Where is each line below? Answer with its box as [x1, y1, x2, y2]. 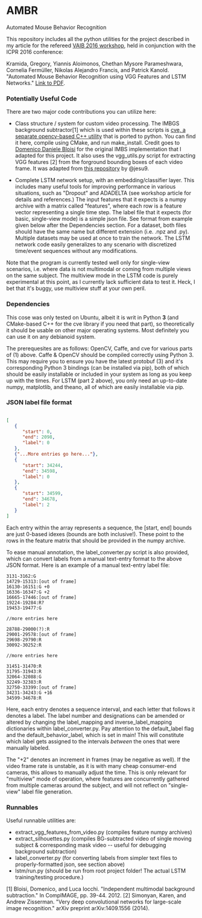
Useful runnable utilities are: [6, 816, 77, 824]
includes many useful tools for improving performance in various [14, 183, 176, 191]
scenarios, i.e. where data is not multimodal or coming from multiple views [6, 266, 191, 273]
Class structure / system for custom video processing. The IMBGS [14, 120, 180, 127]
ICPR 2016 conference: [6, 48, 63, 55]
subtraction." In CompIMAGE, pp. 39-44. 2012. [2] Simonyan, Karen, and [6, 891, 186, 899]
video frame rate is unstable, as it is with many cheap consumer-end [6, 762, 177, 769]
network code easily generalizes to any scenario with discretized [14, 241, 177, 248]
